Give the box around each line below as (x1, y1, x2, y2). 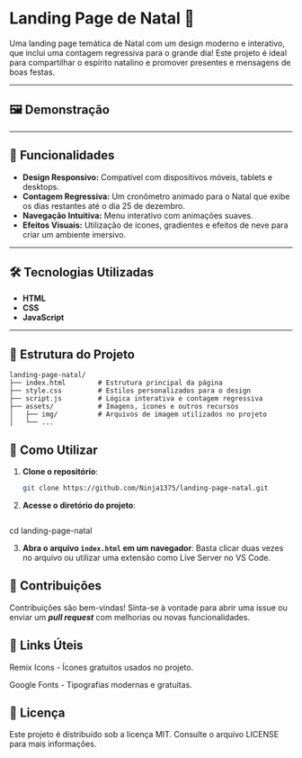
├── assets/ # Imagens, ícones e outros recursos (9, 402, 240, 411)
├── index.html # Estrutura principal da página (9, 378, 223, 388)
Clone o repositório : (22, 466, 99, 476)
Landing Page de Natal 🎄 (9, 8, 195, 29)
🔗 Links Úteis (9, 638, 84, 654)
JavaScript (22, 312, 65, 323)
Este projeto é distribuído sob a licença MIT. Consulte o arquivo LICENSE (9, 729, 280, 740)
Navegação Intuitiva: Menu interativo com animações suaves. (22, 210, 253, 221)
